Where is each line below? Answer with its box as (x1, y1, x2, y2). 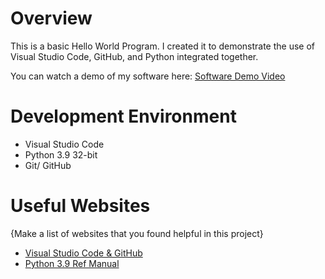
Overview (10, 7, 93, 30)
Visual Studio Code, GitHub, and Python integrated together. (10, 50, 259, 62)
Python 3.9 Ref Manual (24, 257, 120, 269)
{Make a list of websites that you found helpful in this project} (10, 227, 264, 239)
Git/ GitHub (24, 159, 72, 171)
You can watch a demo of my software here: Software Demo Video (10, 70, 286, 82)
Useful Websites (10, 195, 151, 217)
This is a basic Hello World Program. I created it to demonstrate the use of (10, 40, 316, 52)
